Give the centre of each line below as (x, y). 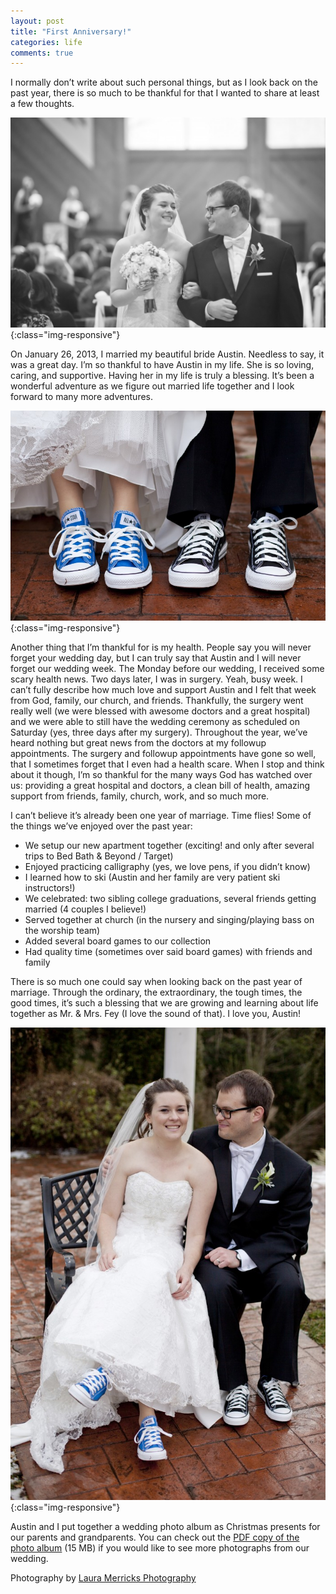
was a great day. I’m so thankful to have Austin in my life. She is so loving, (162, 364)
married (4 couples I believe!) (85, 909)
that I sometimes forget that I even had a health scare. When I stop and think (167, 764)
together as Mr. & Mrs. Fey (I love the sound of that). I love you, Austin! (156, 1013)
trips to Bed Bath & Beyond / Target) (99, 856)
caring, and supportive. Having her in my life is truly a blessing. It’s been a (162, 375)
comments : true (42, 53)
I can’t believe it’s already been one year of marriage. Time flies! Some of (161, 815)
